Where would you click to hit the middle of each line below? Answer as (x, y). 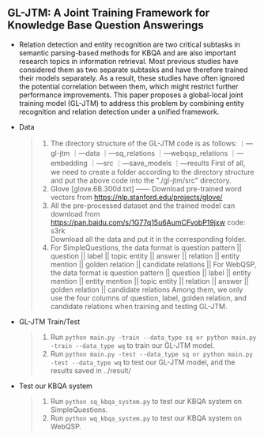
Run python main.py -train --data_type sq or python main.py (153, 337)
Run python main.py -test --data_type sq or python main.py (152, 353)
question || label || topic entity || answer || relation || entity (145, 255)
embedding (69, 163)
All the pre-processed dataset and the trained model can (143, 206)
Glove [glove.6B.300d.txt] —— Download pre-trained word (146, 188)
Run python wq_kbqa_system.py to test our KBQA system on (146, 417)
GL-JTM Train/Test (49, 321)
